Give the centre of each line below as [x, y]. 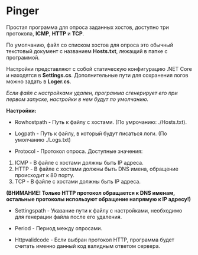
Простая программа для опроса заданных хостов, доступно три [88, 27]
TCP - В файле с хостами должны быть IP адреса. [77, 181]
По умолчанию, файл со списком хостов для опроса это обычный [90, 45]
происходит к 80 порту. [45, 175]
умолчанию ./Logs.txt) [43, 139]
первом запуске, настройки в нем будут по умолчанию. [77, 99]
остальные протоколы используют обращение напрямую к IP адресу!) [98, 199]
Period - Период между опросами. [59, 228]
